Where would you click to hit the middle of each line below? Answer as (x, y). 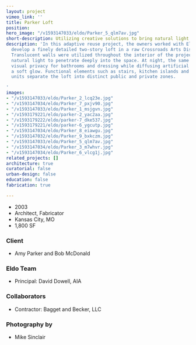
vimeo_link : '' (24, 17)
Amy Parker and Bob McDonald (52, 253)
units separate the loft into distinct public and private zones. (94, 77)
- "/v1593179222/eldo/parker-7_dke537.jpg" (60, 120)
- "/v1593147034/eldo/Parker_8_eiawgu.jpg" (60, 131)
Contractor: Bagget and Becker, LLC (58, 309)
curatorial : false (28, 169)
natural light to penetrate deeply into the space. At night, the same (100, 60)
